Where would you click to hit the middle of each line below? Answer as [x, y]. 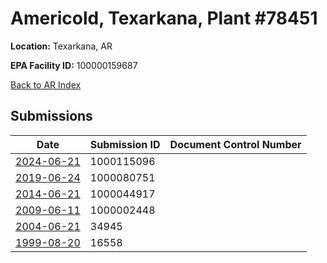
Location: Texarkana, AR [61, 46]
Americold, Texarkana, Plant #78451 [164, 18]
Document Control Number [235, 144]
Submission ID [125, 144]
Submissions [51, 116]
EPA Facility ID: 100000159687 [74, 65]
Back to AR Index [46, 84]
